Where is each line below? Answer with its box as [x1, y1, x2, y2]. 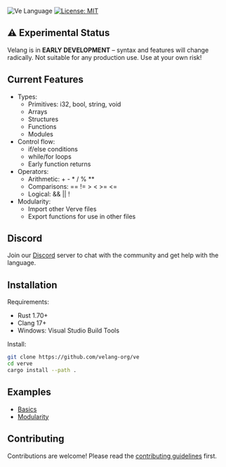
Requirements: [7, 298, 49, 306]
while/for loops [27, 152, 72, 161]
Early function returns [27, 159, 91, 168]
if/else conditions [27, 144, 79, 153]
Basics [17, 405, 37, 413]
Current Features [7, 74, 84, 86]
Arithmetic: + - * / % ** [27, 175, 95, 183]
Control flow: [17, 137, 55, 146]
